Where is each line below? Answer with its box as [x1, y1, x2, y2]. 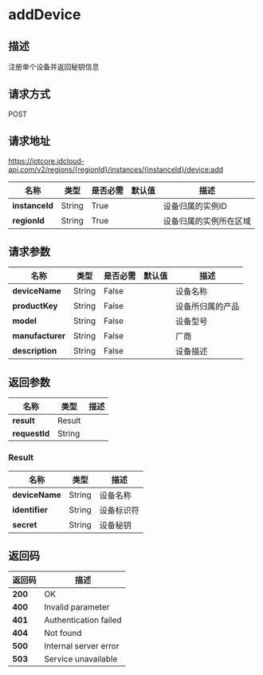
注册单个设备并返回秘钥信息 [8, 62, 100, 71]
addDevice [8, 6, 81, 24]
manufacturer [12, 330, 66, 341]
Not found [44, 628, 82, 639]
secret [12, 519, 37, 530]
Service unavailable [44, 653, 118, 665]
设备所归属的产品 [175, 301, 240, 312]
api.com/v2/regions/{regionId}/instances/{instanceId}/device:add [8, 164, 224, 174]
